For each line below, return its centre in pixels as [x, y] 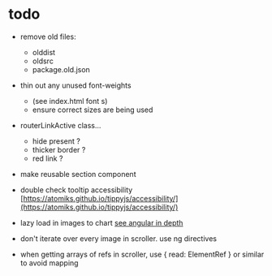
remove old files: [48, 37]
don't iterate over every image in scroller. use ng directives [119, 238]
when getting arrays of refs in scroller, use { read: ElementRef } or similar [142, 254]
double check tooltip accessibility [76, 190]
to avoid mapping [49, 263]
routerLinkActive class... [60, 125]
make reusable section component [78, 174]
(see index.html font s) [70, 101]
